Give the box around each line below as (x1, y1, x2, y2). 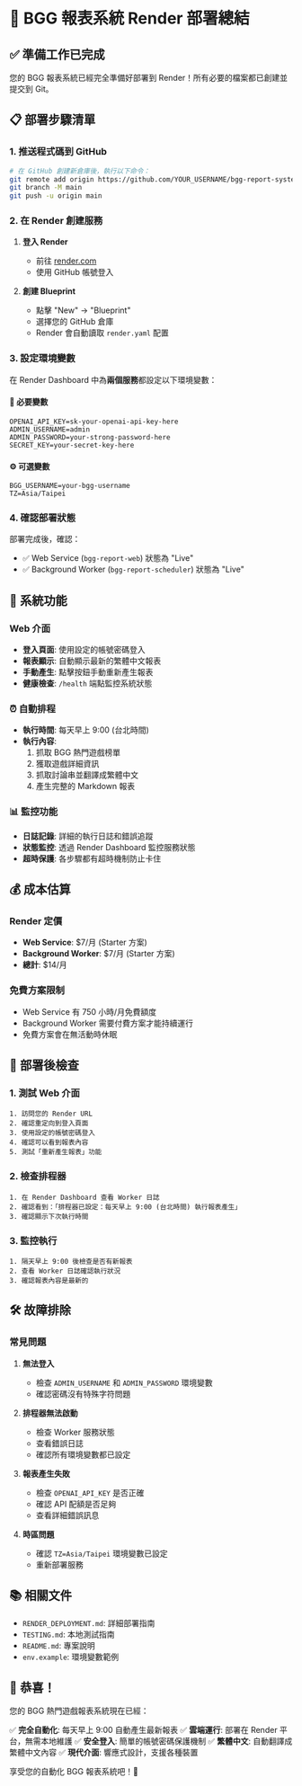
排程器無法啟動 (22, 1408, 78, 1418)
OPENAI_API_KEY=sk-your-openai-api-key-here (9, 417, 179, 426)
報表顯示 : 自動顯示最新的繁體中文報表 (22, 655, 162, 666)
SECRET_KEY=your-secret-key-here (9, 440, 135, 449)
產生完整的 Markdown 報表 (35, 781, 136, 792)
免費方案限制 (9, 984, 66, 997)
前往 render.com (35, 255, 97, 266)
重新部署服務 (35, 1559, 84, 1569)
